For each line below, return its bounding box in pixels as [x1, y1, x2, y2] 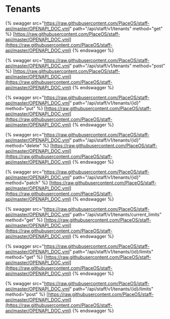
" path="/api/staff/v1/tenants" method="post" [69, 63, 165, 69]
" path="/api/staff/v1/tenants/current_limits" [69, 211, 162, 217]
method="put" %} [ [5, 105, 46, 111]
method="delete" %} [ [5, 142, 52, 149]
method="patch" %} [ [5, 180, 51, 186]
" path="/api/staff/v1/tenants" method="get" [69, 25, 163, 31]
